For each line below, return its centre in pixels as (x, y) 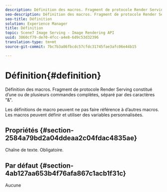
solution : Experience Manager (37, 24)
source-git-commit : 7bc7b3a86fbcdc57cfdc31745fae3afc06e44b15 (71, 47)
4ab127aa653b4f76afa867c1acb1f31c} (66, 173)
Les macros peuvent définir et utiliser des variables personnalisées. (74, 115)
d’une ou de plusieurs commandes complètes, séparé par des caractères (80, 94)
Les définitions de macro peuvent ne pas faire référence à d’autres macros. (82, 109)
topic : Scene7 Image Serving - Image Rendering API (60, 33)
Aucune (13, 185)
